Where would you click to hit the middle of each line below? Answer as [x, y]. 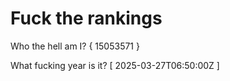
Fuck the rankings [86, 18]
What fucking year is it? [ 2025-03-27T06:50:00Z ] [115, 65]
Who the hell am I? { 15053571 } [75, 46]
